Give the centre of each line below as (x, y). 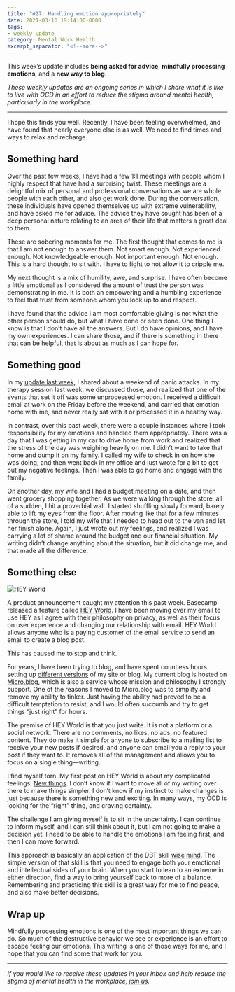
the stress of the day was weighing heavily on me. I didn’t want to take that (115, 447)
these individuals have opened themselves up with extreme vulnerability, (112, 205)
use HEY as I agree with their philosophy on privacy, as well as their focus (114, 617)
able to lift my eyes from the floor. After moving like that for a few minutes (113, 513)
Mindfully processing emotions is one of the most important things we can (114, 931)
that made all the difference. (48, 550)
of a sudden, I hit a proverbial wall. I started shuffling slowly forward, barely (116, 505)
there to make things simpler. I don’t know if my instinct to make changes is (115, 791)
